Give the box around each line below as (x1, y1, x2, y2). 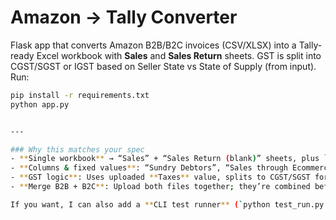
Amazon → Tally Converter (10, 6, 238, 29)
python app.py (10, 99, 70, 110)
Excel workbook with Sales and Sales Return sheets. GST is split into (36, 49, 322, 61)
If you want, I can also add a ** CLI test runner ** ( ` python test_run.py (10, 199, 325, 210)
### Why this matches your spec (10, 144, 145, 155)
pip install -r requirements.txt (10, 90, 150, 100)
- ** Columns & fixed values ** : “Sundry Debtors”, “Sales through (10, 163, 288, 173)
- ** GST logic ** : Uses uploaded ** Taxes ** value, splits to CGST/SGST (10, 172, 311, 183)
